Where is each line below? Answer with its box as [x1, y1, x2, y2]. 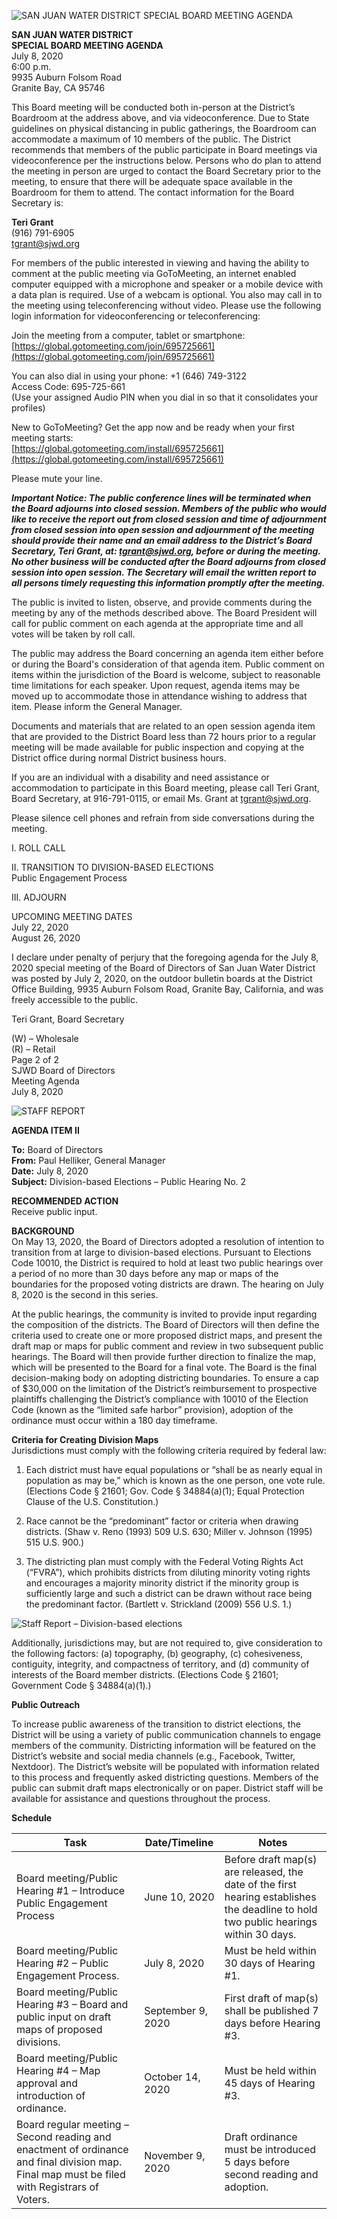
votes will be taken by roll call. [11, 628, 136, 640]
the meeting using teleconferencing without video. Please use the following [11, 300, 322, 311]
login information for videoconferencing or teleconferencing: [11, 310, 261, 322]
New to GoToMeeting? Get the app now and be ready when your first [11, 421, 295, 433]
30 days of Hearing [224, 1956, 316, 1970]
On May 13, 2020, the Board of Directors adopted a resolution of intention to [11, 1236, 325, 1247]
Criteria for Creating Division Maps [11, 1434, 159, 1445]
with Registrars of [16, 2180, 100, 2194]
